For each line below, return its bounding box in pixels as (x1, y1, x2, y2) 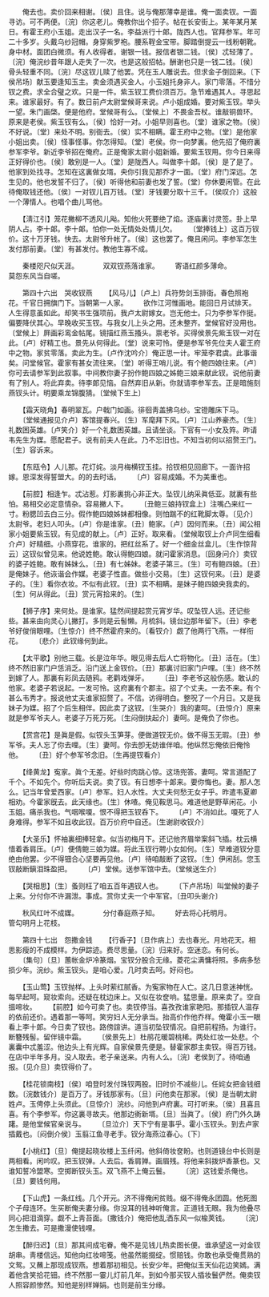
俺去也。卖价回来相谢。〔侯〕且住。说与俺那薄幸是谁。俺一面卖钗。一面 (22, 7, 258, 16)
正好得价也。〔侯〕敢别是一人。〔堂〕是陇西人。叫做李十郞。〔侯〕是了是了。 (8, 157, 258, 166)
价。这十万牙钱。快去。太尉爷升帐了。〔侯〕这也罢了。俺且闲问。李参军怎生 (8, 234, 258, 243)
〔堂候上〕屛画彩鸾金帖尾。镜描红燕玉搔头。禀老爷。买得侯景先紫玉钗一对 (8, 328, 254, 338)
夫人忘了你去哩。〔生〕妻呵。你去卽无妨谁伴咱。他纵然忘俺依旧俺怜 (29, 740, 251, 750)
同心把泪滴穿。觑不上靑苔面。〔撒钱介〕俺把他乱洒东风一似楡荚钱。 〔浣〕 (8, 1213, 259, 1223)
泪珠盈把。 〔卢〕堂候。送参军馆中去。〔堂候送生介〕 (35, 864, 221, 874)
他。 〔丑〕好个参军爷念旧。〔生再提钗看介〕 (8, 751, 165, 759)
